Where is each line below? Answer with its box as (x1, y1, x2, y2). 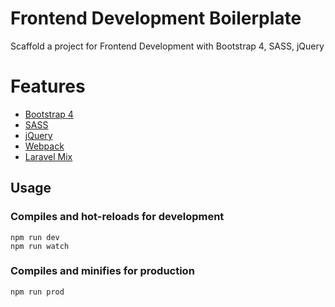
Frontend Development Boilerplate (10, 7, 302, 30)
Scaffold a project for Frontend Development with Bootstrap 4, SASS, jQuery (10, 40, 325, 52)
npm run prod (10, 287, 65, 297)
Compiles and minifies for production (10, 264, 195, 278)
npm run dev (10, 232, 60, 242)
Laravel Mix (24, 150, 73, 162)
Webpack (24, 140, 65, 152)
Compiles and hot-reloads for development (10, 210, 225, 224)
